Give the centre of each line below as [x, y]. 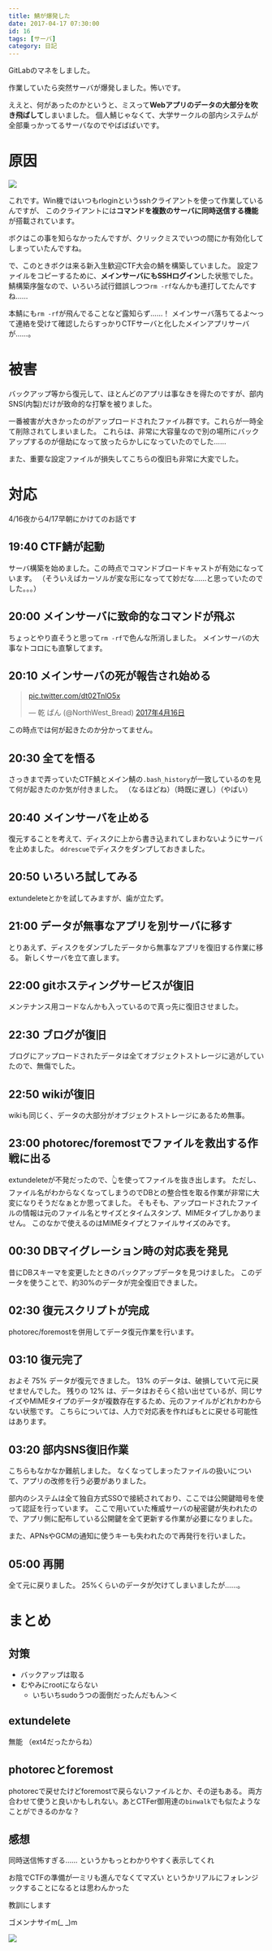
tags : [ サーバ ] [32, 39]
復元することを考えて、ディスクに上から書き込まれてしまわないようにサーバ [136, 838]
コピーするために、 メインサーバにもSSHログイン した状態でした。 [147, 276]
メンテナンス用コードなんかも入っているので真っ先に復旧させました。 [126, 1006]
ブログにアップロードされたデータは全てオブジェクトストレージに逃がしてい [136, 1056]
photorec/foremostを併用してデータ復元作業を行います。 [104, 1332]
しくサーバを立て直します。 [78, 958]
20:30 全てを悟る [52, 758]
